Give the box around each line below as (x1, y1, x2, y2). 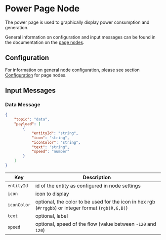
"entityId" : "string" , (31, 130, 79, 136)
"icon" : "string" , (31, 135, 70, 140)
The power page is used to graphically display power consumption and (5, 19, 150, 25)
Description (83, 174, 111, 181)
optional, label (35, 212, 68, 219)
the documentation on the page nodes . (5, 39, 84, 45)
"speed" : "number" (31, 149, 70, 154)
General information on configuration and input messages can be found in (5, 34, 156, 40)
